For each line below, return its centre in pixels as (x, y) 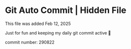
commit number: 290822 (30, 42)
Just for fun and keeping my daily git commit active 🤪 (58, 33)
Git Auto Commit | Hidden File (66, 10)
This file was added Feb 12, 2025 (38, 24)
